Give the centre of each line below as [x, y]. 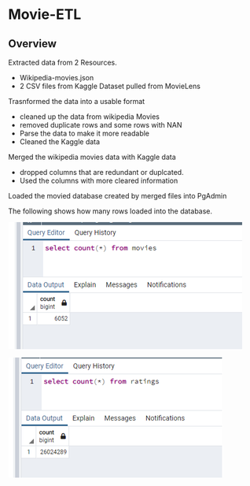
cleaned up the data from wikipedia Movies [89, 117]
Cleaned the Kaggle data [60, 142]
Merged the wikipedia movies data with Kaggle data [92, 157]
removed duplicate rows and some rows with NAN [101, 125]
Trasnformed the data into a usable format [77, 101]
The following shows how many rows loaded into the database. [110, 211]
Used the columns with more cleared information [99, 180]
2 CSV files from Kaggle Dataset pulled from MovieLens [110, 86]
